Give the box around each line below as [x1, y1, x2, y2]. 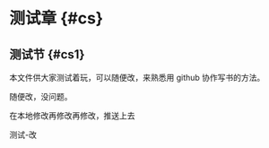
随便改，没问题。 [9, 91, 73, 101]
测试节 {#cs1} [9, 47, 85, 62]
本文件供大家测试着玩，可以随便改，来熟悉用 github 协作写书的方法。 [9, 73, 265, 83]
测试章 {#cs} [9, 8, 104, 29]
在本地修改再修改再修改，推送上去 [9, 110, 135, 121]
